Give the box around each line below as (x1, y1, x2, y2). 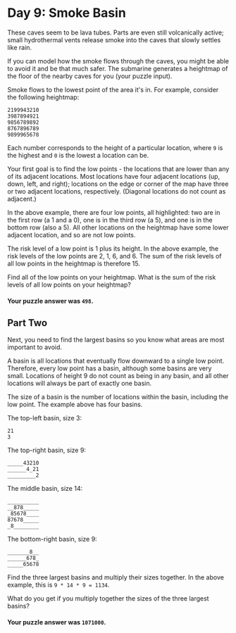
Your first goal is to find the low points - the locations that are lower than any (7, 164, 230, 173)
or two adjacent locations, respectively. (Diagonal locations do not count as (7, 187, 226, 195)
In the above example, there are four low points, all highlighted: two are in (7, 208, 221, 216)
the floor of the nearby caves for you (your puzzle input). (7, 72, 173, 80)
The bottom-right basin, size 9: (7, 535, 97, 544)
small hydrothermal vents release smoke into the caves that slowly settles (7, 35, 221, 44)
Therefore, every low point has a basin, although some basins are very (7, 364, 212, 372)
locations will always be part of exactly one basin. (7, 379, 152, 388)
